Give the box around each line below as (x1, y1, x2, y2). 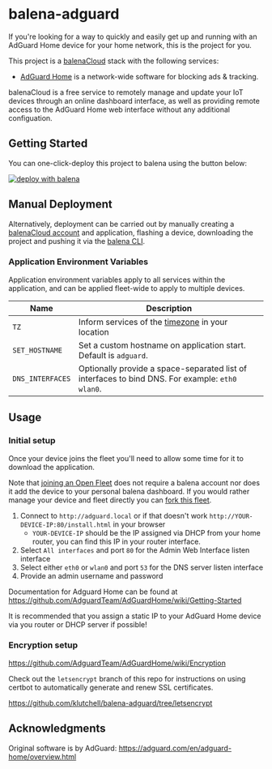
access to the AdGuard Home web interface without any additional (8, 105, 231, 114)
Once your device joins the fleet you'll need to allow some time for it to (8, 453, 244, 463)
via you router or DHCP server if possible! (8, 619, 147, 629)
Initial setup (8, 435, 56, 446)
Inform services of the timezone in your (78, 316, 228, 327)
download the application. (8, 462, 96, 472)
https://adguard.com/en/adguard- (118, 743, 232, 753)
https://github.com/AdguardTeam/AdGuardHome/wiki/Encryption (8, 658, 227, 668)
